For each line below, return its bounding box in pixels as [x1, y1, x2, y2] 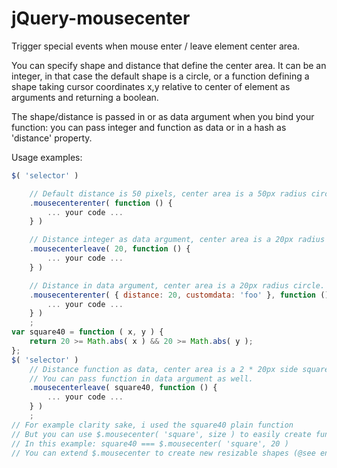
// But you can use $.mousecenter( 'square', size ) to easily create [11, 429, 312, 439]
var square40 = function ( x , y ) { [11, 327, 164, 337]
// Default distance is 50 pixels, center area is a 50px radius [29, 188, 308, 199]
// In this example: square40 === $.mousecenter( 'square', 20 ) [11, 438, 289, 449]
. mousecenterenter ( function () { [29, 198, 173, 208]
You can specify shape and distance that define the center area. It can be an [11, 59, 327, 71]
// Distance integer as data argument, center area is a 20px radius [29, 235, 326, 245]
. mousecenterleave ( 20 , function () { [29, 244, 191, 254]
